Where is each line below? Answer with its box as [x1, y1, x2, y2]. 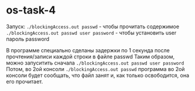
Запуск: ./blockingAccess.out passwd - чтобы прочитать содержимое [6, 23, 180, 30]
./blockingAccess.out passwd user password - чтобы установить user [6, 29, 177, 36]
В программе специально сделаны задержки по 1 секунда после [6, 46, 170, 53]
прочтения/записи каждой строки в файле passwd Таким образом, [6, 53, 175, 60]
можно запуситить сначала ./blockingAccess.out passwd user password [6, 59, 184, 66]
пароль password [6, 35, 50, 42]
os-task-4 [6, 4, 56, 17]
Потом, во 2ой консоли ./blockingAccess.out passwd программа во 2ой [6, 65, 185, 72]
